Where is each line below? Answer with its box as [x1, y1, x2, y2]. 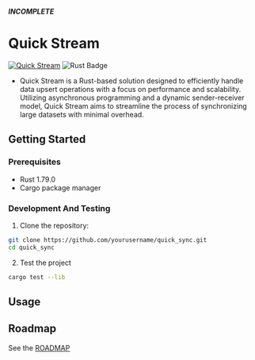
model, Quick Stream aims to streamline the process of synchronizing [19, 101, 247, 110]
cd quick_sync [8, 243, 55, 251]
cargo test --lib [8, 273, 66, 281]
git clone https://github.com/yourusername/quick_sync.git [8, 236, 207, 244]
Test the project [19, 258, 71, 267]
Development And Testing [8, 202, 111, 213]
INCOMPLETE [8, 7, 55, 16]
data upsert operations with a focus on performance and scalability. [19, 84, 242, 94]
